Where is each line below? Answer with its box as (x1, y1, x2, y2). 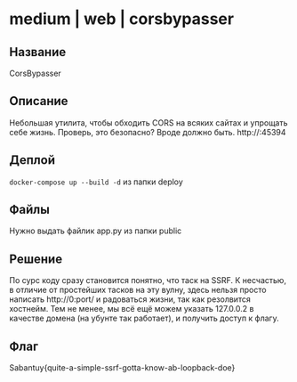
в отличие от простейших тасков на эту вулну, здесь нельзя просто (9, 285, 267, 296)
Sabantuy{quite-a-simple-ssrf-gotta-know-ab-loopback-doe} (9, 362, 236, 373)
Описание (9, 93, 68, 109)
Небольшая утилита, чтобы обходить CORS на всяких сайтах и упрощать (9, 117, 288, 128)
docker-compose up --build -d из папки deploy (9, 176, 184, 187)
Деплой (9, 152, 56, 168)
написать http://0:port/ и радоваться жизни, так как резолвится (9, 294, 251, 305)
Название (9, 45, 67, 60)
